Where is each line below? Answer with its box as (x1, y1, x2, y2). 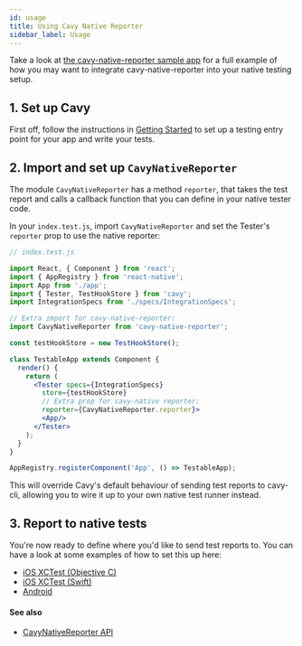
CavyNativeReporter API (22, 627, 114, 638)
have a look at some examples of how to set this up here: (9, 549, 222, 560)
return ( (25, 371, 59, 380)
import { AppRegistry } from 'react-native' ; (9, 272, 184, 281)
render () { (17, 363, 59, 372)
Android (22, 586, 52, 597)
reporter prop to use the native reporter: (9, 230, 161, 240)
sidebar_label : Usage (9, 30, 91, 39)
